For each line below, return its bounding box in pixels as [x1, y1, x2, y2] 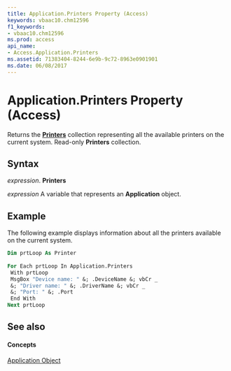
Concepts [7, 340, 36, 349]
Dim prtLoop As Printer [7, 249, 77, 257]
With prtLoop [10, 269, 49, 276]
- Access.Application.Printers [7, 50, 99, 57]
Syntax [7, 158, 39, 170]
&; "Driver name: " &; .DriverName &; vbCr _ [10, 282, 146, 289]
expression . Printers [7, 176, 66, 185]
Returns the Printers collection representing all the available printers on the [7, 130, 225, 138]
